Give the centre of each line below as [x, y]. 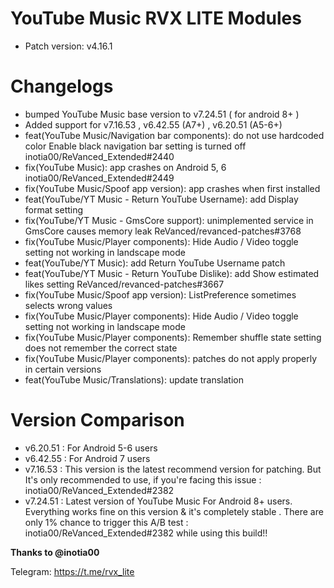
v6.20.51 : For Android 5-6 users [91, 448]
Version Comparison [97, 420]
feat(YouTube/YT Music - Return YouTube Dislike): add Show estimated [172, 273]
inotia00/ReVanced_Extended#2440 [99, 156]
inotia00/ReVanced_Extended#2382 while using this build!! [146, 533]
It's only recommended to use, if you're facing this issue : [143, 479]
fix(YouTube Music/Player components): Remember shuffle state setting [173, 337]
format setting [54, 209]
